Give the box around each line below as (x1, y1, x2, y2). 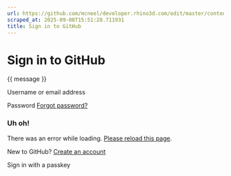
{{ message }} (7, 75, 47, 83)
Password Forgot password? (7, 101, 88, 110)
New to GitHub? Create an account (7, 147, 106, 155)
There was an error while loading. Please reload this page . (7, 134, 173, 142)
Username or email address (7, 88, 86, 97)
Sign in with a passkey (7, 160, 71, 168)
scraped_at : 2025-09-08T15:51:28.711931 (7, 16, 125, 23)
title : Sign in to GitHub (7, 23, 81, 29)
